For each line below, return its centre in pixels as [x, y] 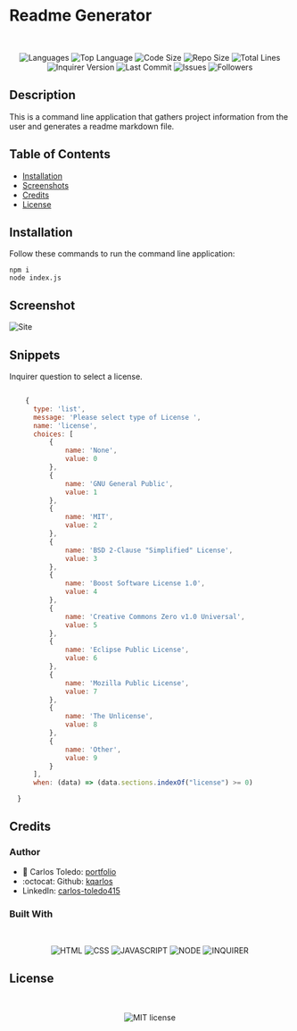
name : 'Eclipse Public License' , [128, 650]
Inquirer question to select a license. [76, 377]
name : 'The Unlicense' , [109, 717]
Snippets [35, 355]
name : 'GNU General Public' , [120, 483]
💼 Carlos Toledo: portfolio [69, 871]
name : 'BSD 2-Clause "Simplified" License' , [149, 550]
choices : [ [53, 434]
